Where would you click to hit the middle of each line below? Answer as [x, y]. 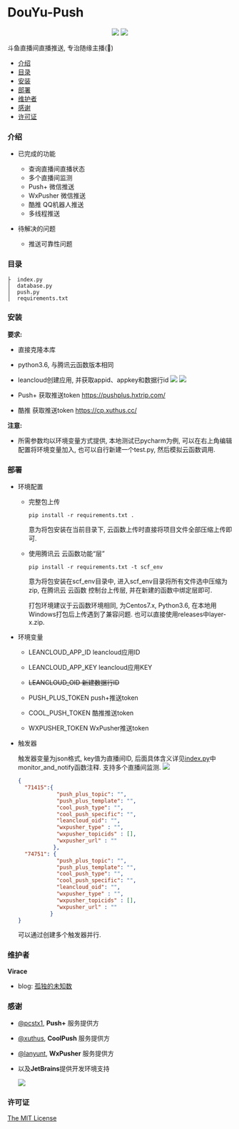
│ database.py [30, 286]
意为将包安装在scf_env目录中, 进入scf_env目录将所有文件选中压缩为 [128, 581]
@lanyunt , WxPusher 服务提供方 [66, 1053]
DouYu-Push [46, 12]
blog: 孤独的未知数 [45, 985]
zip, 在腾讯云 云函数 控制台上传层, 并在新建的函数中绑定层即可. [120, 591]
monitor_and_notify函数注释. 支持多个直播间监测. [89, 768]
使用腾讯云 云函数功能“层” [66, 553]
